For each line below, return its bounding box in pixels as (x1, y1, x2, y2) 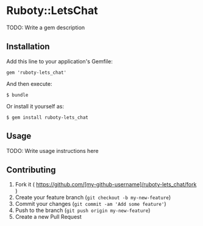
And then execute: (6, 80, 52, 87)
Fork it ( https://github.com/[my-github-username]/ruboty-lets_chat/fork (15, 181, 197, 188)
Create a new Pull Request (15, 213, 82, 221)
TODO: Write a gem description (6, 24, 85, 31)
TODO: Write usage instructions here (6, 147, 99, 154)
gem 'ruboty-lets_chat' (6, 69, 67, 76)
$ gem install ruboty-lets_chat (6, 114, 88, 121)
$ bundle (6, 92, 29, 98)
